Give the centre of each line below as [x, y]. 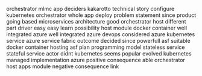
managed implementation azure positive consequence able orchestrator [96, 60]
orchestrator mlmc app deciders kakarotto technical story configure [90, 9]
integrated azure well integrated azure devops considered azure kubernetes [101, 34]
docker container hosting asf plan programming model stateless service [96, 47]
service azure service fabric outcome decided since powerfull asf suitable [99, 41]
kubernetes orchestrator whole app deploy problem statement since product [101, 15]
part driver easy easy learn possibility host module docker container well [97, 28]
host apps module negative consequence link [63, 66]
